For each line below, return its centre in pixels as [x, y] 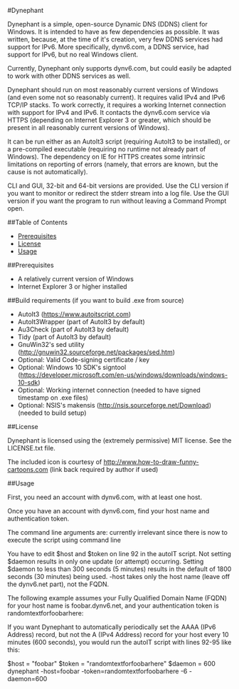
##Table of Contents [37, 222]
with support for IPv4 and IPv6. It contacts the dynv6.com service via [109, 112]
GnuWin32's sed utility [51, 344]
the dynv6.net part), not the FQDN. [58, 584]
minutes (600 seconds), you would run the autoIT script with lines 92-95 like [119, 642]
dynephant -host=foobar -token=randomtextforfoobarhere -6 [97, 671]
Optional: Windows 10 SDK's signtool [72, 367]
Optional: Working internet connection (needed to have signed [109, 390]
